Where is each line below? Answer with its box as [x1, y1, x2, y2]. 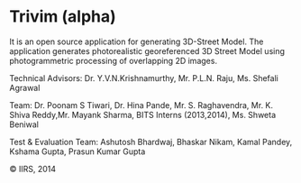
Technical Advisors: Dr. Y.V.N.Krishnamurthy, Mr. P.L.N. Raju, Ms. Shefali [9, 72, 279, 83]
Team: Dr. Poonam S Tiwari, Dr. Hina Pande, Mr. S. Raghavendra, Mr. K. [9, 99, 273, 110]
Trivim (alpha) [9, 6, 117, 27]
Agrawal [9, 82, 41, 93]
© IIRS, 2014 [9, 163, 57, 174]
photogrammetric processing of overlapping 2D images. [9, 55, 218, 66]
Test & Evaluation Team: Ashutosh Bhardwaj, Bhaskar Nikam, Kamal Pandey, [9, 136, 293, 147]
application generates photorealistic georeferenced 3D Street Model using [9, 45, 286, 56]
